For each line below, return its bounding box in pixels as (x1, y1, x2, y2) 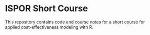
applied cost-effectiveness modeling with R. (5, 24, 94, 30)
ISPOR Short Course (5, 3, 88, 14)
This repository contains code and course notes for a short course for (5, 19, 145, 25)
